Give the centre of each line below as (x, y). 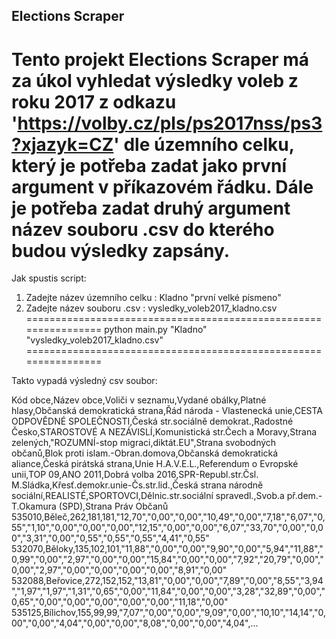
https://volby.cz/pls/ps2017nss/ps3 (170, 123)
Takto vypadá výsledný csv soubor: (84, 381)
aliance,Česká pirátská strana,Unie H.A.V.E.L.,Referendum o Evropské (155, 464)
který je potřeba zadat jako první (149, 165)
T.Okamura (34, 506)
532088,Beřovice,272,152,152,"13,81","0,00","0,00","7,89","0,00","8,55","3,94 (167, 581)
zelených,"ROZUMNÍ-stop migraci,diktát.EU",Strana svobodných (144, 443)
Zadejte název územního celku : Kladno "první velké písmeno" (153, 298)
